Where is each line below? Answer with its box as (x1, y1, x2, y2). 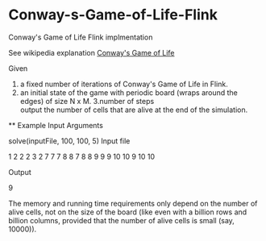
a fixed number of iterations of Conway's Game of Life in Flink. (19, 79, 228, 89)
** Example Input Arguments (8, 120, 103, 130)
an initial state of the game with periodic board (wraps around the (19, 87, 238, 98)
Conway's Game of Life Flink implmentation (8, 32, 153, 42)
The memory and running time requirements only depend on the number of (8, 198, 258, 208)
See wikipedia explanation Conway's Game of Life (8, 48, 175, 57)
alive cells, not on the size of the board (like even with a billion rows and (8, 207, 247, 217)
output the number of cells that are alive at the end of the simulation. (19, 105, 248, 114)
